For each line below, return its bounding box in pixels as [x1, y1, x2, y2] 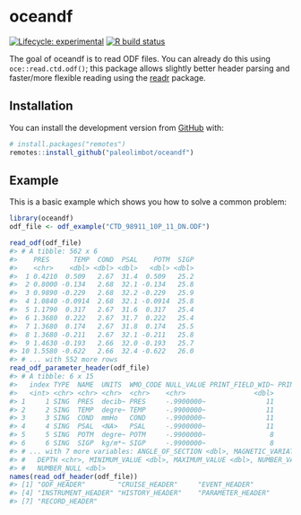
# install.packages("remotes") [9, 139, 126, 149]
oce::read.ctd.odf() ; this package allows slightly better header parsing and [9, 63, 290, 74]
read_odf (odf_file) [9, 239, 82, 248]
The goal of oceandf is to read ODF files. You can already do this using [9, 53, 271, 64]
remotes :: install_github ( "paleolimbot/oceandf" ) [9, 148, 194, 157]
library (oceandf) [9, 214, 74, 223]
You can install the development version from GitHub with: [9, 122, 224, 133]
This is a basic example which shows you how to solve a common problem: [9, 196, 287, 207]
